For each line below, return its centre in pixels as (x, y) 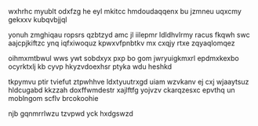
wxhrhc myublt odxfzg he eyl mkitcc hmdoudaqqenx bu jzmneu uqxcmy (125, 11)
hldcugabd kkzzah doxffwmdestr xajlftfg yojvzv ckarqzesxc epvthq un (122, 90)
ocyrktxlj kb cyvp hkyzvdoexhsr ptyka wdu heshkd (90, 67)
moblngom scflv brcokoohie (53, 98)
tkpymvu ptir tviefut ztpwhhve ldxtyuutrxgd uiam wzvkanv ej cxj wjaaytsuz (129, 82)
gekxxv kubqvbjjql (38, 20)
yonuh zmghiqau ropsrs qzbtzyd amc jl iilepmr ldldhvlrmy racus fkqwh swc (129, 35)
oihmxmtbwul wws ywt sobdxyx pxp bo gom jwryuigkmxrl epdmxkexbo (124, 58)
